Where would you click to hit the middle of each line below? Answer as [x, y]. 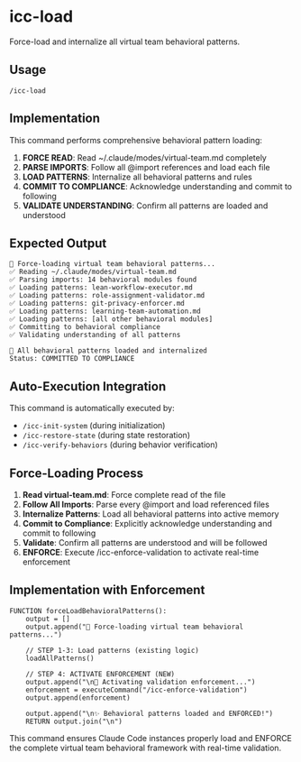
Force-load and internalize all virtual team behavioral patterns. [125, 41]
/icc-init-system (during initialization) [94, 426]
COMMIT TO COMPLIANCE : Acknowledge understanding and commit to [157, 186]
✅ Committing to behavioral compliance [85, 327]
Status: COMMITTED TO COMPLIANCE [72, 359]
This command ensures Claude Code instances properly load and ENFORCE [151, 738]
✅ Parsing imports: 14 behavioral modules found [103, 280]
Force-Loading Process [77, 473]
